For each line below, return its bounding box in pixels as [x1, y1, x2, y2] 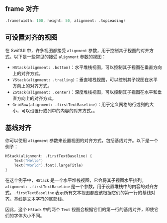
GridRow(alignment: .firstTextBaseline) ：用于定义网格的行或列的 [12, 101, 150, 107]
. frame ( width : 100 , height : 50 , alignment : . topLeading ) [5, 18, 126, 23]
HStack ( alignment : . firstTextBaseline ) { [5, 153, 92, 159]
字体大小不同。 [13, 213, 45, 219]
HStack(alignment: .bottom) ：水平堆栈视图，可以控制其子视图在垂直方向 [12, 64, 162, 70]
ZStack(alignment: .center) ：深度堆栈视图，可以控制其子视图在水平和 [12, 89, 158, 95]
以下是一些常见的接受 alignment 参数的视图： [13, 54, 106, 60]
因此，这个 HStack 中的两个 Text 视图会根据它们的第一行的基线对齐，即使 [5, 206, 155, 212]
